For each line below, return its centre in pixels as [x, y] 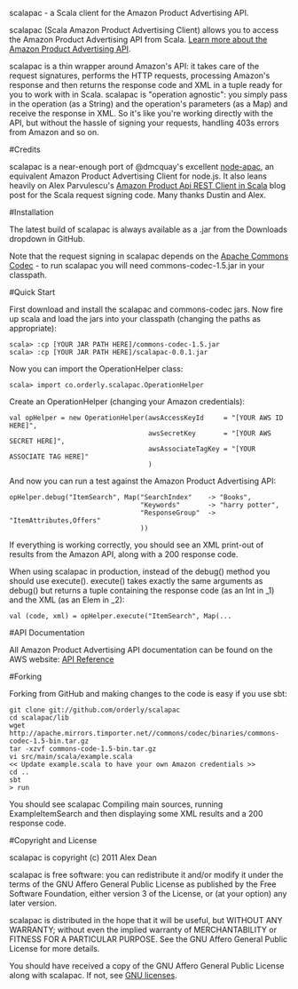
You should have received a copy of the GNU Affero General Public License [147, 966]
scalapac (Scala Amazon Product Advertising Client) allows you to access [144, 30]
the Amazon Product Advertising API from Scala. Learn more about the [138, 40]
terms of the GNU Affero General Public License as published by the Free [143, 884]
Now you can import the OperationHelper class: [96, 369]
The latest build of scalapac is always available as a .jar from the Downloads [149, 229]
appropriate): [33, 328]
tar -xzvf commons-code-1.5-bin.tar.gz [83, 749]
